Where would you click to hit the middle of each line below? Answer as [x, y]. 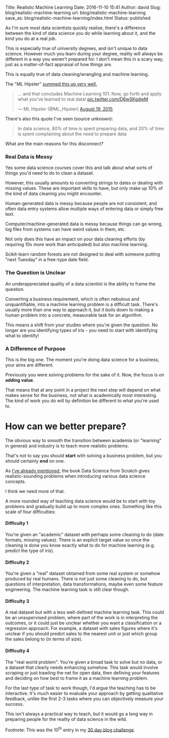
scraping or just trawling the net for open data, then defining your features [82, 673]
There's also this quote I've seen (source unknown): [59, 119]
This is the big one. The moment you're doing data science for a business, [82, 359]
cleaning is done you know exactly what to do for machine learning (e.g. [80, 546]
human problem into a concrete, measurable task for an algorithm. [74, 315]
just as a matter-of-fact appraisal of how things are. [59, 64]
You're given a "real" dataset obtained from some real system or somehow [83, 573]
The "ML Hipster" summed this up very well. [51, 84]
